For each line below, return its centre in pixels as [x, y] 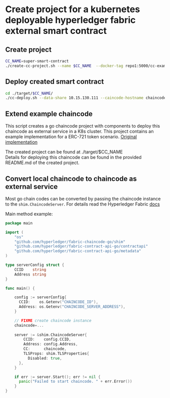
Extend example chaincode [49, 114]
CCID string [30, 269]
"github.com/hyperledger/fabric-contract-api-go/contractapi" [81, 247]
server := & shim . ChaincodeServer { [51, 335]
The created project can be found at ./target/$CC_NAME [64, 152]
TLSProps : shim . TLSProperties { [56, 354]
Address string [30, 274]
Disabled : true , [45, 358]
